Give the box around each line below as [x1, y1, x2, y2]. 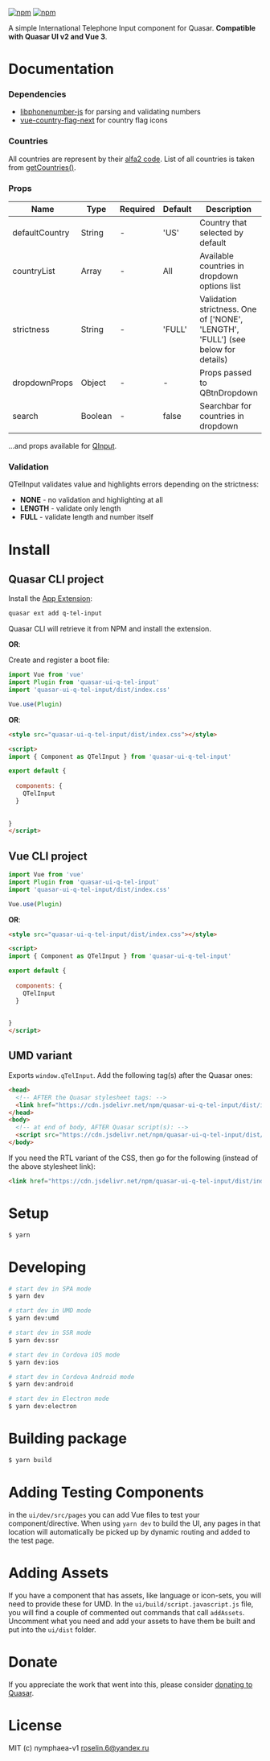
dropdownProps [12, 377, 74, 388]
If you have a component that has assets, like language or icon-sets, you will [8, 1590, 262, 1600]
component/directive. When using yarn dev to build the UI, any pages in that [8, 1519, 261, 1528]
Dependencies [8, 89, 67, 100]
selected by [199, 227, 243, 238]
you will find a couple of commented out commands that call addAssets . [8, 1607, 245, 1617]
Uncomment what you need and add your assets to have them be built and [8, 1616, 256, 1626]
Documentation [8, 60, 115, 78]
